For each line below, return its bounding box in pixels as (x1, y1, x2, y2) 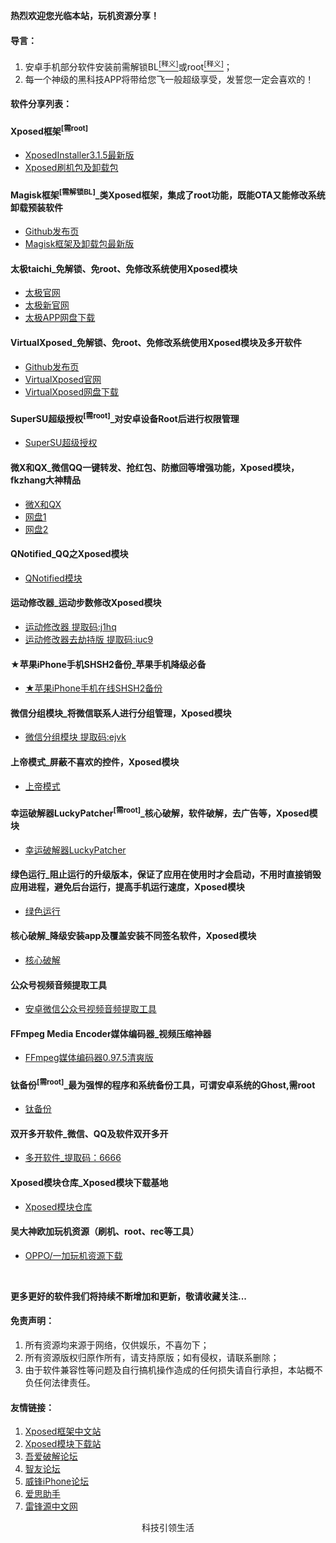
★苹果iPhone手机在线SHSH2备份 (24, 682, 163, 694)
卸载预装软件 (10, 201, 63, 213)
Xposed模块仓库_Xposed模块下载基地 (10, 1176, 169, 1188)
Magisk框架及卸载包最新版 (24, 238, 135, 250)
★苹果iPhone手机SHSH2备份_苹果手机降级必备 (10, 658, 207, 670)
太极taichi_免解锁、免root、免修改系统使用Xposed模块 (10, 262, 238, 274)
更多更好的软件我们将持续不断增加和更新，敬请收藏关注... (10, 1290, 248, 1302)
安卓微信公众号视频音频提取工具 (24, 1003, 157, 1015)
